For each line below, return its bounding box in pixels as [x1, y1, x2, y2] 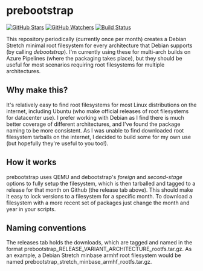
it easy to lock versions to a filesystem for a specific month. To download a [6, 192, 193, 200]
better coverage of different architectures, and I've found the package [6, 120, 181, 128]
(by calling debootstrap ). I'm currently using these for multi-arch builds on [6, 48, 191, 55]
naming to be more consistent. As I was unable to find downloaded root [6, 126, 184, 134]
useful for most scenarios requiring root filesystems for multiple [6, 61, 165, 68]
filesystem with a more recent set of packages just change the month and [6, 199, 190, 206]
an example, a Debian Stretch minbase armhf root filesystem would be [6, 252, 181, 259]
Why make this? [6, 85, 68, 96]
